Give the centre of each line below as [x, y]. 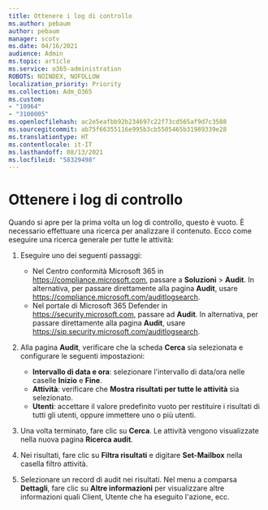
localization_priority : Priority [65, 84]
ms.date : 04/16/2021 [43, 46]
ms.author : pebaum [39, 24]
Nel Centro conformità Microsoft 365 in [98, 271]
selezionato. [53, 398]
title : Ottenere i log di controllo [70, 16]
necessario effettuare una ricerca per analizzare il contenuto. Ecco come [130, 231]
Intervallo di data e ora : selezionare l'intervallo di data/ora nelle [138, 372]
